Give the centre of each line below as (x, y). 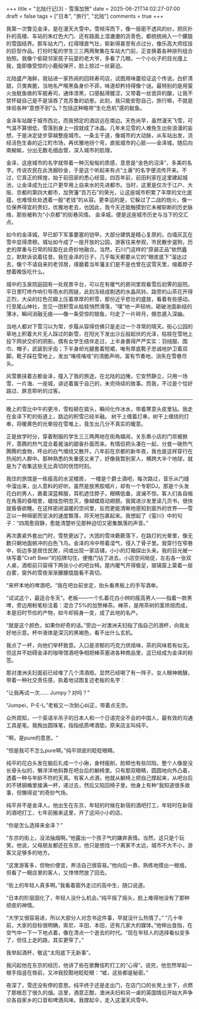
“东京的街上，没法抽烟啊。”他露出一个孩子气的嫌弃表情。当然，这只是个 (93, 838)
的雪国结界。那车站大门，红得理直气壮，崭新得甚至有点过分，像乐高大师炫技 (99, 44)
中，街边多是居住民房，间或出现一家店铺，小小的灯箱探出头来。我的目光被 (97, 550)
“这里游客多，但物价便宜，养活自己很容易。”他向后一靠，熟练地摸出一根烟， (98, 865)
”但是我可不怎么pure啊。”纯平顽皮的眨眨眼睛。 (62, 750)
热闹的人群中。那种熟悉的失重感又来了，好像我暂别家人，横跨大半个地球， (97, 459)
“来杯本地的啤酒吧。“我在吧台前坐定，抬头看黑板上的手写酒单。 (84, 585)
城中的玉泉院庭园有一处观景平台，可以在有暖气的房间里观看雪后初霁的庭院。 (99, 284)
